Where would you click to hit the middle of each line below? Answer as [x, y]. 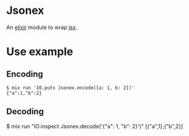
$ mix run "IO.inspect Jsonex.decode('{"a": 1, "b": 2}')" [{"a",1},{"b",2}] [95, 126]
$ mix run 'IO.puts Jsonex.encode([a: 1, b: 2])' [70, 88]
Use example [40, 52]
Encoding [25, 74]
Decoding [25, 112]
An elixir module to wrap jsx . [42, 27]
